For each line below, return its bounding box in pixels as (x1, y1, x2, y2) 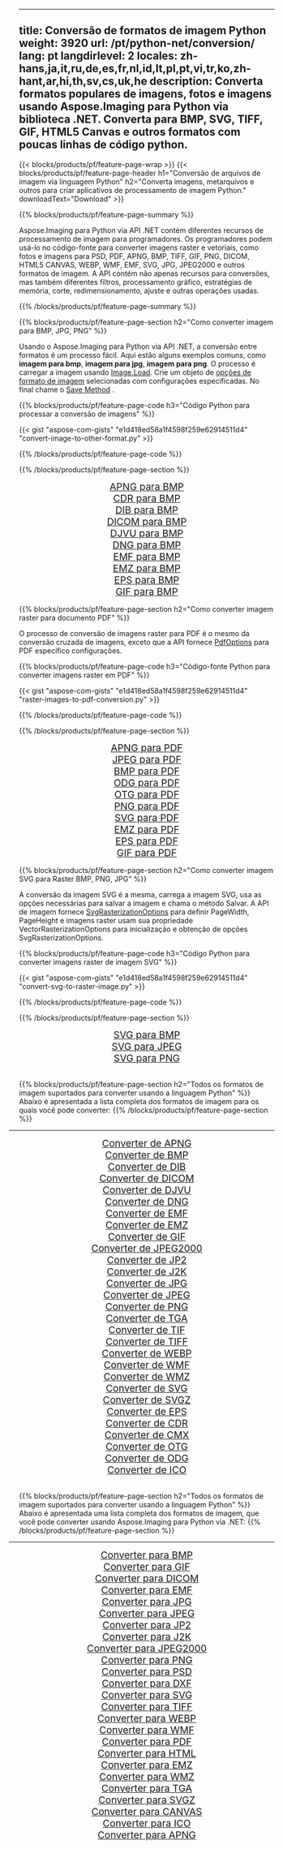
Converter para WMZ (98, 1770, 195, 1783)
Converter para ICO (102, 1817, 191, 1830)
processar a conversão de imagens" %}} (19, 409, 155, 419)
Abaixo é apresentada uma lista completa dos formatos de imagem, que (19, 1508, 259, 1518)
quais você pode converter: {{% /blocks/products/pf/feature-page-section (19, 1105, 268, 1115)
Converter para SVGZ (98, 1794, 195, 1806)
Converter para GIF (103, 1560, 191, 1573)
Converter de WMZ (103, 1370, 191, 1383)
